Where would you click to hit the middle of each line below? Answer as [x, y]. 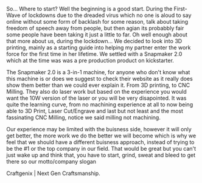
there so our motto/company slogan [51, 161]
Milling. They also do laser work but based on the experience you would [96, 91]
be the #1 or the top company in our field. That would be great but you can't [101, 149]
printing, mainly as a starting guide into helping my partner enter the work [99, 47]
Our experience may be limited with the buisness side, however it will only [99, 129]
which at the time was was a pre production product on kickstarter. [90, 60]
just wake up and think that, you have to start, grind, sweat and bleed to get [101, 155]
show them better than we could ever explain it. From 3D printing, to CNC [98, 85]
